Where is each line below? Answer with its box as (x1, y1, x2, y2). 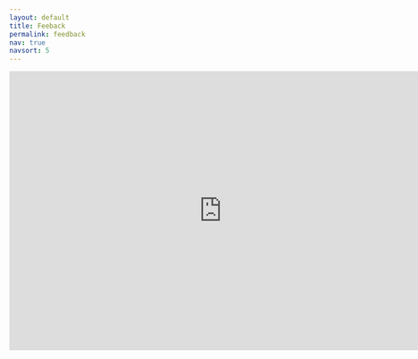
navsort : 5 (9, 46, 50, 55)
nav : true (9, 38, 46, 47)
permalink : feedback (9, 29, 87, 38)
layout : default (9, 13, 70, 22)
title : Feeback (9, 21, 66, 30)
